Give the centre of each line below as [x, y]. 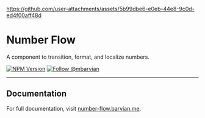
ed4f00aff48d [24, 15]
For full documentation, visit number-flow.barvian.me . [74, 108]
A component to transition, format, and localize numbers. [78, 57]
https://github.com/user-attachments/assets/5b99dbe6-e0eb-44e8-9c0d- [101, 9]
